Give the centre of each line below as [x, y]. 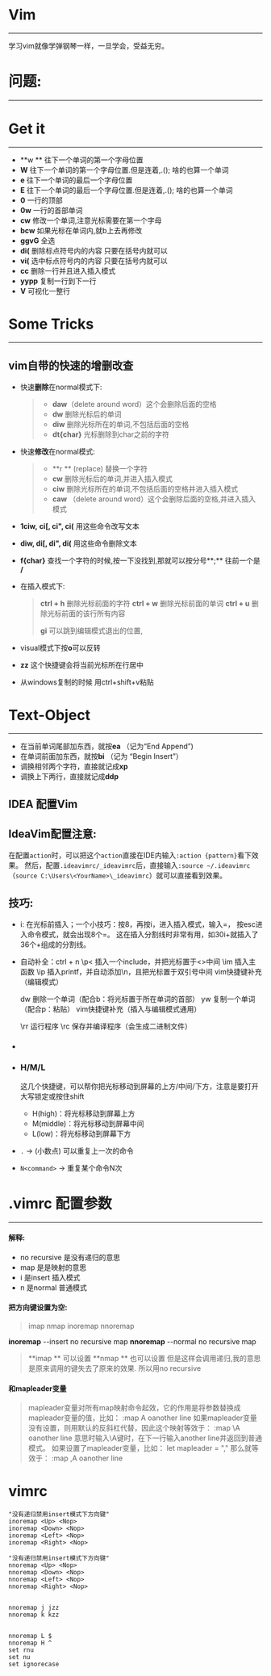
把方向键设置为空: [38, 1307]
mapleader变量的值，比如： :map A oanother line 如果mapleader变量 [142, 1418]
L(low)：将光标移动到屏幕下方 [81, 1133]
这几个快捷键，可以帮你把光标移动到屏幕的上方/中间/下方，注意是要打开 [139, 1086]
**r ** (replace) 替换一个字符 [100, 468]
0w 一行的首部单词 [51, 210]
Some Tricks [51, 324]
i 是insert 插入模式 [50, 1277]
